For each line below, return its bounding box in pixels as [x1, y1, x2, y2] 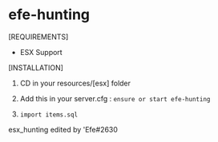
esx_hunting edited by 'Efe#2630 [8, 124, 119, 134]
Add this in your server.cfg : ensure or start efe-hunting [19, 93, 211, 103]
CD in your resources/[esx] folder [19, 78, 131, 88]
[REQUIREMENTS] [8, 32, 69, 41]
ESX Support [19, 47, 63, 57]
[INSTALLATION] [8, 62, 64, 73]
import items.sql [19, 110, 79, 119]
